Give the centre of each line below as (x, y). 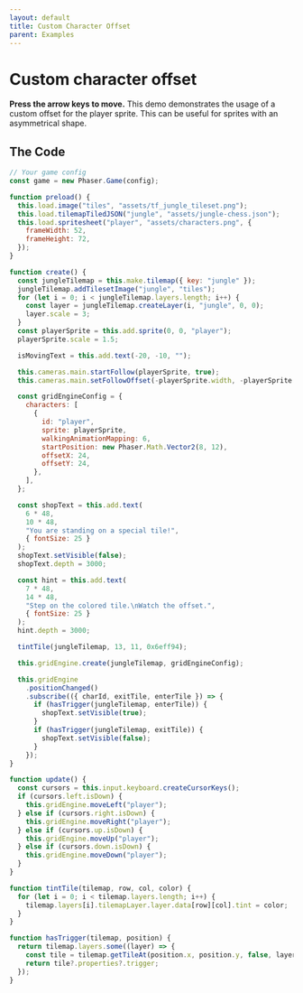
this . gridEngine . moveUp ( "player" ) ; (92, 839)
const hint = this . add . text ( (72, 580)
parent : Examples (42, 34)
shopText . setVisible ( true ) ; (94, 713)
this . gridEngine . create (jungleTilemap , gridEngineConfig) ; (131, 663)
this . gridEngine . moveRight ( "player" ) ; (98, 821)
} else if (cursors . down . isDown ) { (84, 847)
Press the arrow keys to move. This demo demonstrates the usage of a (142, 104)
